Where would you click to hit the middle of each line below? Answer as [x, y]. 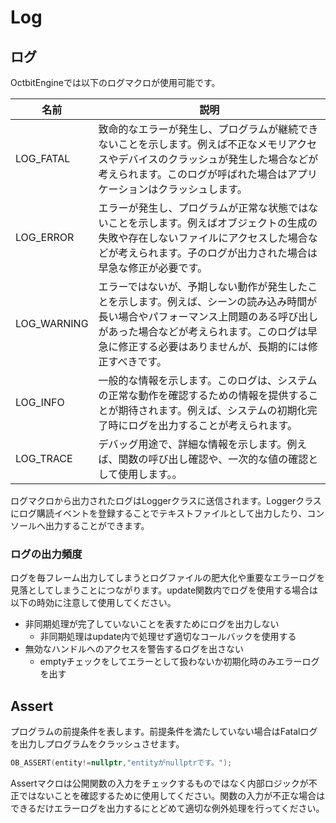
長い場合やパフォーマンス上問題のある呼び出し [208, 316]
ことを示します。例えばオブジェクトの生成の [213, 223]
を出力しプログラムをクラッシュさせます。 [97, 744]
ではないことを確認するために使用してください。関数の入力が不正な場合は [172, 795]
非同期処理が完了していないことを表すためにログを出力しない [152, 624]
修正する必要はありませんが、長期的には [213, 346]
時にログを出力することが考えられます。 [203, 425]
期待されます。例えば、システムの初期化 [213, 410]
